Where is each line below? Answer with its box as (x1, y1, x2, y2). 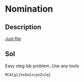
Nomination (5, 3, 53, 15)
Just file (5, 36, 21, 41)
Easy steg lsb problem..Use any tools (5, 62, 79, 69)
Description (5, 23, 41, 31)
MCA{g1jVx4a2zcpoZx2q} (5, 72, 51, 77)
